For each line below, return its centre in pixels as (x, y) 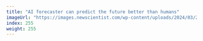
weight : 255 (21, 29)
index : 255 (20, 23)
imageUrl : (19, 17)
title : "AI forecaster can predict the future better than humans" (93, 12)
